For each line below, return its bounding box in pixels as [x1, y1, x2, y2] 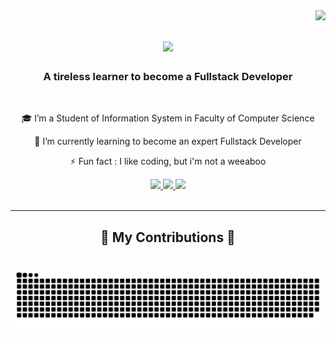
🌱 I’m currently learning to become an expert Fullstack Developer [34, 135, 302, 148]
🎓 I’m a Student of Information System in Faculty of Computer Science [21, 112, 315, 124]
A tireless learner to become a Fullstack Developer [43, 70, 293, 84]
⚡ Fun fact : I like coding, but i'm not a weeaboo [69, 155, 267, 168]
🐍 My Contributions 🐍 [100, 229, 236, 246]
